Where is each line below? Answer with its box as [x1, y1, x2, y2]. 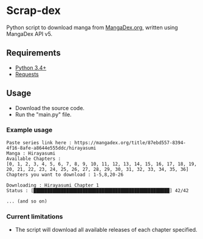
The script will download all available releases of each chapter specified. [15, 226, 198, 234]
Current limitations [6, 212, 63, 221]
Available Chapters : [6, 156, 61, 162]
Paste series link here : [6, 139, 72, 146]
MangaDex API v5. [6, 30, 53, 37]
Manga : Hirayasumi [6, 150, 56, 156]
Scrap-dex [6, 4, 61, 18]
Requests [15, 71, 39, 78]
